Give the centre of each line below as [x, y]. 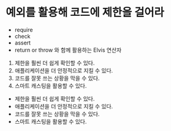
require [24, 30]
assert [23, 43]
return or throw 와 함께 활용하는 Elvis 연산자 [68, 50]
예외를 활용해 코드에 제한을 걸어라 [85, 12]
